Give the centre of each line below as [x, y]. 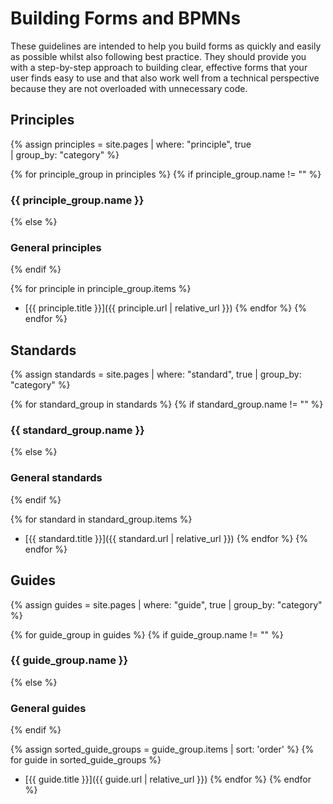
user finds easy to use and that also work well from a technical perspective [165, 78]
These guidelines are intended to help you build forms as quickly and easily [166, 46]
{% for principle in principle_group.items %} [101, 289]
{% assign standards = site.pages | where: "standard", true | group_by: [156, 374]
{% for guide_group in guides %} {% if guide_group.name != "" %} [147, 634]
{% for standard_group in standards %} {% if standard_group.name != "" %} [167, 404]
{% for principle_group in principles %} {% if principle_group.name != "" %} [166, 174]
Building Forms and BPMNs [126, 18]
